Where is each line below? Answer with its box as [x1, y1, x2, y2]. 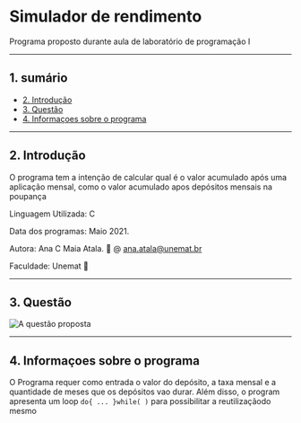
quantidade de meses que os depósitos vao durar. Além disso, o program [9, 386, 280, 397]
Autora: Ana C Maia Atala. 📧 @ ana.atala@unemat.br [9, 242, 202, 253]
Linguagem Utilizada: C [9, 208, 96, 219]
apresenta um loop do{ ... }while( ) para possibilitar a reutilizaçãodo [9, 396, 271, 407]
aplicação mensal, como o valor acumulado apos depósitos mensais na [9, 181, 273, 192]
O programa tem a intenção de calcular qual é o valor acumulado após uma [9, 172, 288, 182]
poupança [9, 190, 47, 201]
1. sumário [9, 70, 68, 86]
